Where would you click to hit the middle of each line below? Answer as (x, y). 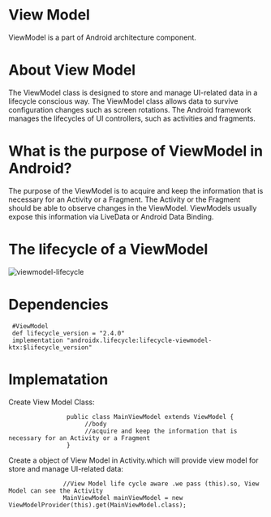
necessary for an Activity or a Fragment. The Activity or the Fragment (125, 199)
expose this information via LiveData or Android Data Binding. (111, 216)
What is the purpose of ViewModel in (136, 151)
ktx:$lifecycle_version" (50, 347)
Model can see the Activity (56, 491)
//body (96, 424)
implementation (37, 340)
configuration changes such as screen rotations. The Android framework (130, 109)
